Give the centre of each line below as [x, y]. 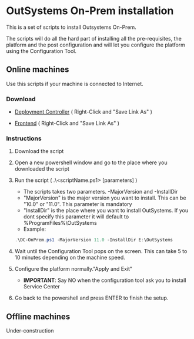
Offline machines [38, 316]
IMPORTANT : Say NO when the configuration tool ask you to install [105, 280]
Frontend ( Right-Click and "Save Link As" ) [67, 123]
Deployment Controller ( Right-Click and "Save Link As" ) [83, 112]
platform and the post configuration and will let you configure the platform [96, 45]
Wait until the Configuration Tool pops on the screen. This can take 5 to [101, 251]
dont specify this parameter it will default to [76, 217]
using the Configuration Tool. [41, 51]
